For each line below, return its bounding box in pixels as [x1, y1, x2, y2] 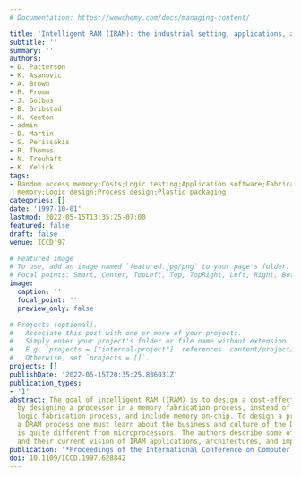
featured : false [9, 221, 70, 230]
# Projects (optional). [9, 320, 99, 329]
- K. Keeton [9, 113, 54, 122]
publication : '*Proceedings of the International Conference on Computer [9, 445, 291, 454]
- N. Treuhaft [9, 154, 63, 163]
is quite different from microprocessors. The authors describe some [17, 429, 282, 438]
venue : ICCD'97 [9, 238, 66, 247]
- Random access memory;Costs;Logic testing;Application [9, 179, 227, 188]
